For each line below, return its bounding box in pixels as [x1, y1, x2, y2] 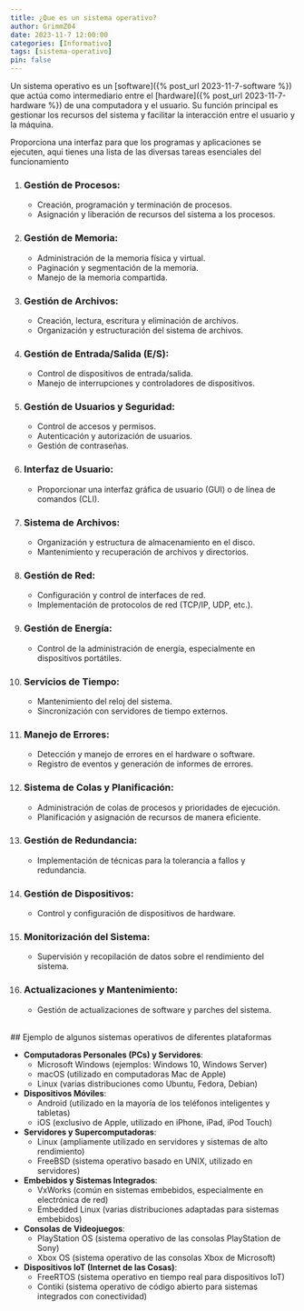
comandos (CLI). [36, 493, 100, 505]
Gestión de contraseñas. [36, 440, 130, 451]
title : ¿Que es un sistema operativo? [10, 13, 157, 23]
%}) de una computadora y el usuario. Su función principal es [47, 100, 279, 110]
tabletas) [36, 1106, 71, 1118]
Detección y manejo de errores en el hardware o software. [36, 749, 256, 760]
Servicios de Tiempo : [23, 675, 121, 687]
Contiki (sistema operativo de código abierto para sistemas [36, 1281, 258, 1292]
